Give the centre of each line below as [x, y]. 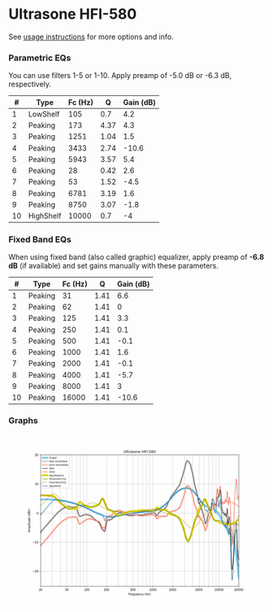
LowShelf [44, 114]
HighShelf [45, 216]
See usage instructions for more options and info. [91, 37]
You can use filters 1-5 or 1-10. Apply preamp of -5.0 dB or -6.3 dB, [120, 76]
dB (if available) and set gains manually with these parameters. [114, 266]
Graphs [23, 421]
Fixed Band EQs [40, 239]
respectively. [30, 84]
